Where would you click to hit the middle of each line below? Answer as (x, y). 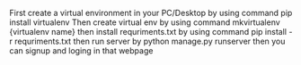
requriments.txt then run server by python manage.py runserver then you (150, 41)
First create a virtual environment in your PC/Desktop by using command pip (151, 13)
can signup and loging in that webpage (81, 51)
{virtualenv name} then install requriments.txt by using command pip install (148, 32)
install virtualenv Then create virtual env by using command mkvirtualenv (145, 22)
